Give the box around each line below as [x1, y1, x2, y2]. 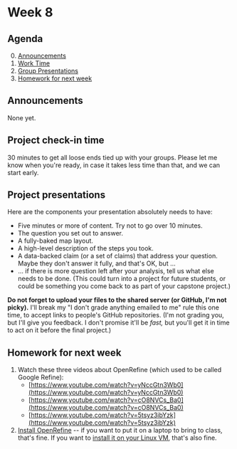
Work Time [17, 59, 51, 68]
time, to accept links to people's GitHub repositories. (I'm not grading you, [7, 311, 224, 319]
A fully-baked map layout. [17, 236, 94, 245]
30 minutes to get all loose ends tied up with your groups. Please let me [7, 153, 218, 162]
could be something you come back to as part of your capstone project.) [17, 282, 231, 290]
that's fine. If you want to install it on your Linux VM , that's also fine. [17, 433, 217, 442]
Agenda [7, 33, 43, 45]
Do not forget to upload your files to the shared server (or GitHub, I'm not [7, 296, 227, 305]
